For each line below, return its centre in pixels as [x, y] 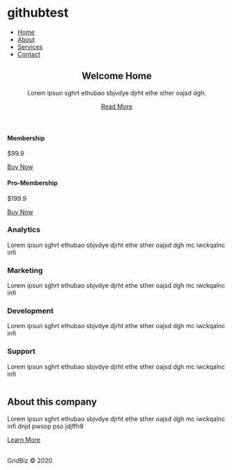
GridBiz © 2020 [30, 460]
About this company [52, 402]
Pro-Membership [32, 183]
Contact [28, 54]
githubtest [38, 13]
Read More [117, 106]
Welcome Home [117, 76]
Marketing [25, 270]
